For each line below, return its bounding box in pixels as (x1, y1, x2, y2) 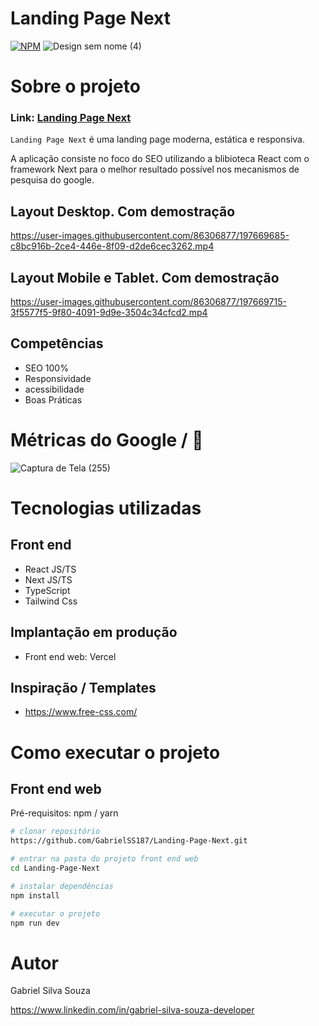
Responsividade (24, 372, 92, 384)
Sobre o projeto (10, 75, 141, 98)
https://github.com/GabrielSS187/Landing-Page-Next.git (10, 836, 248, 846)
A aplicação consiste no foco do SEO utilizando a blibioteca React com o (10, 153, 310, 165)
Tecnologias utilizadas (10, 497, 202, 519)
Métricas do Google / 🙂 (10, 429, 204, 452)
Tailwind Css (24, 595, 78, 607)
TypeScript (24, 584, 71, 596)
